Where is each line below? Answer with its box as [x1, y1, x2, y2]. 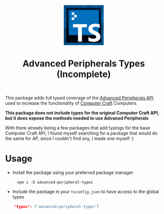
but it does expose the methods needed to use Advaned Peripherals [5, 115, 149, 121]
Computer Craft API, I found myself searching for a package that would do [5, 130, 158, 136]
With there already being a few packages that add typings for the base [5, 124, 151, 130]
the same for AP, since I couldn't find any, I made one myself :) [5, 135, 134, 141]
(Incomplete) [56, 68, 111, 80]
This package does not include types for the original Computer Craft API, [5, 109, 160, 115]
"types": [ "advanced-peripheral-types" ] [14, 204, 99, 209]
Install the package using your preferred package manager [12, 169, 134, 175]
